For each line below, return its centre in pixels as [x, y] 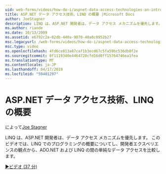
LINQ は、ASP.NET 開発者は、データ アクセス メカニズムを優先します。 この [83, 137]
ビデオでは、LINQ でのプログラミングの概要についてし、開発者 [69, 143]
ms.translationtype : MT [30, 60]
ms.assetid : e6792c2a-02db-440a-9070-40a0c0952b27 [58, 38]
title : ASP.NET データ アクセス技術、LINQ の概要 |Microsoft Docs [70, 14]
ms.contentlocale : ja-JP [31, 65]
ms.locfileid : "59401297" [32, 74]
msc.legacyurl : [21, 42]
